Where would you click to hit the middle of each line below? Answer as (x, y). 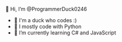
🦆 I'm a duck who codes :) (45, 20)
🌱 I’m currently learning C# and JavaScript (65, 33)
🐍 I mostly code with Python (48, 27)
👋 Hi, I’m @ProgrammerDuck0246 (46, 9)
